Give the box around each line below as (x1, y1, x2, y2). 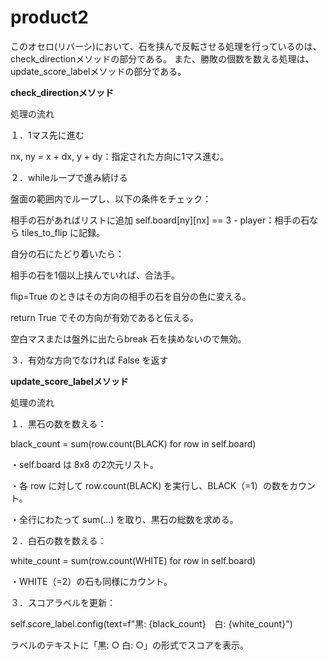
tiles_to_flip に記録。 (21, 226, 105, 238)
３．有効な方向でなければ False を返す (10, 354, 169, 366)
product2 (10, 6, 89, 29)
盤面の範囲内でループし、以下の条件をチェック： (10, 192, 212, 205)
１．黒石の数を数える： (10, 417, 107, 430)
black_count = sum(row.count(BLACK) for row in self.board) (10, 437, 257, 450)
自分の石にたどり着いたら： (10, 247, 125, 260)
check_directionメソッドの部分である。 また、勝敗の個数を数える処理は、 (10, 52, 315, 65)
